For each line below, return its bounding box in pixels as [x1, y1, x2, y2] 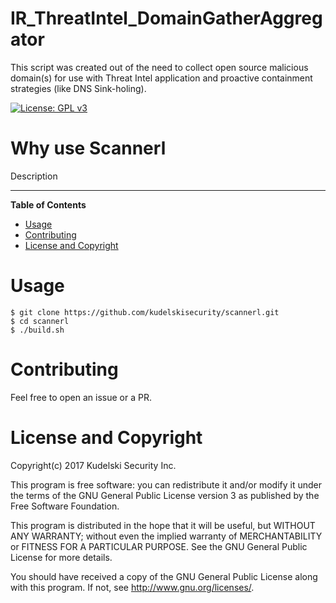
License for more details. [10, 551, 113, 563]
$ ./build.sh [10, 325, 65, 335]
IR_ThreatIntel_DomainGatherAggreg [10, 7, 323, 30]
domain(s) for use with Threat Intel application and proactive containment [10, 72, 313, 84]
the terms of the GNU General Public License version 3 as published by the [10, 489, 320, 501]
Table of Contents [10, 198, 87, 211]
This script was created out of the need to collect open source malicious [10, 61, 309, 73]
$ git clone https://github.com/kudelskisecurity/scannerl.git [10, 307, 280, 317]
